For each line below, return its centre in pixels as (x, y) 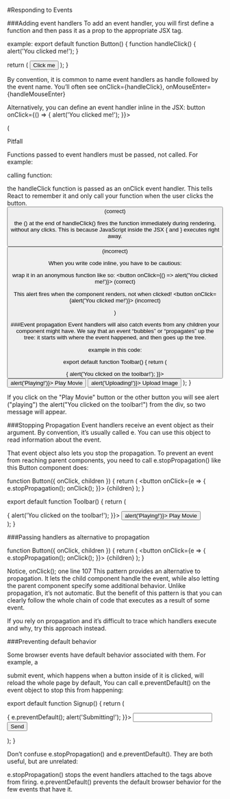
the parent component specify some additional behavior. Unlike (97, 586)
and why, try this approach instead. (57, 629)
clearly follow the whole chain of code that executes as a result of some (108, 600)
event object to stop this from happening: (65, 690)
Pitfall (15, 141)
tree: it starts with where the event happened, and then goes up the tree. (115, 338)
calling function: (30, 175)
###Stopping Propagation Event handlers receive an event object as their (111, 425)
